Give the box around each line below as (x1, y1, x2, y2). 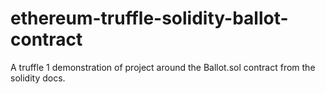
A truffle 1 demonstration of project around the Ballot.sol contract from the (10, 61, 316, 73)
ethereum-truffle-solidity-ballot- (10, 7, 289, 30)
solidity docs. (10, 72, 66, 84)
